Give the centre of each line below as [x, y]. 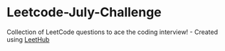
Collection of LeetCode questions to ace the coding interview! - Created [112, 32]
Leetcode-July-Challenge [84, 12]
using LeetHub [28, 39]
